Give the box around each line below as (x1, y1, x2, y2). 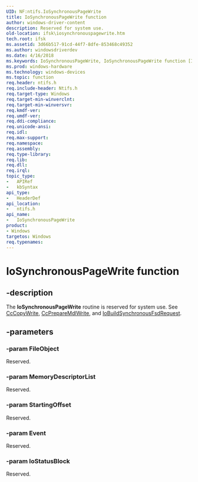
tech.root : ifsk (6, 36, 46, 42)
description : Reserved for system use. (6, 25, 104, 31)
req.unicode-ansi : (6, 124, 51, 130)
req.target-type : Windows (6, 91, 70, 97)
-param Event (6, 429, 46, 437)
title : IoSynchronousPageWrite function (6, 14, 107, 20)
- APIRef (6, 179, 33, 185)
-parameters (6, 327, 54, 337)
